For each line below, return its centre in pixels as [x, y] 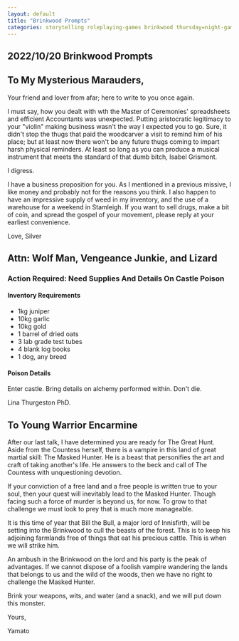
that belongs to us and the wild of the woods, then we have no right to [110, 575]
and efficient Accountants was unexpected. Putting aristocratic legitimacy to [119, 119]
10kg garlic [33, 319]
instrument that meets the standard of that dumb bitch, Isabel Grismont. [112, 157]
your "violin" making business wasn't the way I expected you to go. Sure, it [117, 126]
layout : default [31, 14]
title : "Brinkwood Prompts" [49, 21]
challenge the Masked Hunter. [51, 582]
